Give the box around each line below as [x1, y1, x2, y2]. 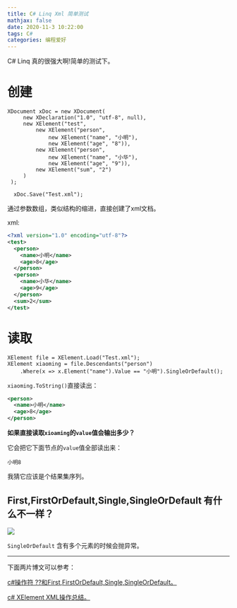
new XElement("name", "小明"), [48, 134, 138, 141]
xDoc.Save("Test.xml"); [13, 191, 83, 198]
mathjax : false [7, 17, 52, 24]
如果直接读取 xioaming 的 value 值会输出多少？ [7, 429, 135, 436]
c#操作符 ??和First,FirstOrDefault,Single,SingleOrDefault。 [7, 578, 178, 586]
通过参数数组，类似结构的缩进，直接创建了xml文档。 [7, 204, 160, 213]
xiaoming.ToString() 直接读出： [7, 381, 99, 389]
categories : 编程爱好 [7, 37, 67, 44]
